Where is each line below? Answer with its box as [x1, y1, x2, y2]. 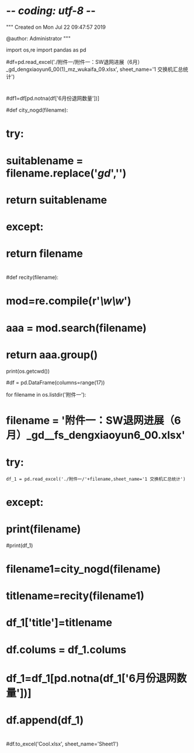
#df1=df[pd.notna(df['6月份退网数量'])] [6, 95, 100, 102]
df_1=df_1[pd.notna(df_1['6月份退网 [6, 671, 177, 685]
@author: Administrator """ [6, 35, 71, 42]
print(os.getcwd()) [6, 367, 50, 374]
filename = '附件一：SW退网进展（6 [6, 414, 181, 427]
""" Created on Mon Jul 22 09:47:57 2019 [6, 23, 106, 31]
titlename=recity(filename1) [6, 589, 144, 603]
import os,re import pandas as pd [6, 46, 86, 53]
